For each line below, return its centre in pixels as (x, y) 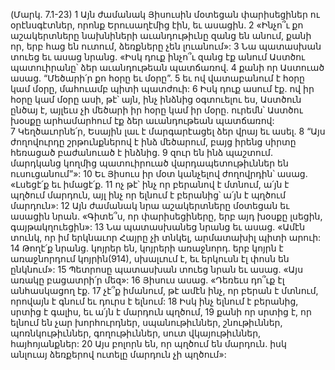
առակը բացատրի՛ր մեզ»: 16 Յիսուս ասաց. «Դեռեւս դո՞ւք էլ (147, 280)
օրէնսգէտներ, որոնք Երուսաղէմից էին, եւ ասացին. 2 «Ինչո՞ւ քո (157, 25)
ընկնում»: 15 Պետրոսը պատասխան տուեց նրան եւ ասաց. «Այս (157, 269)
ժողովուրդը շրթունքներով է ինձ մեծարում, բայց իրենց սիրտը (153, 142)
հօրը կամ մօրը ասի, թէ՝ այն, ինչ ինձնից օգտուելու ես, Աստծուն (156, 99)
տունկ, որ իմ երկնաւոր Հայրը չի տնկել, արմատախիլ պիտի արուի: (166, 237)
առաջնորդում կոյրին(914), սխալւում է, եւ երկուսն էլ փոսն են (150, 258)
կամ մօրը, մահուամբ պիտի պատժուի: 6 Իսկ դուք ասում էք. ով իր (162, 88)
